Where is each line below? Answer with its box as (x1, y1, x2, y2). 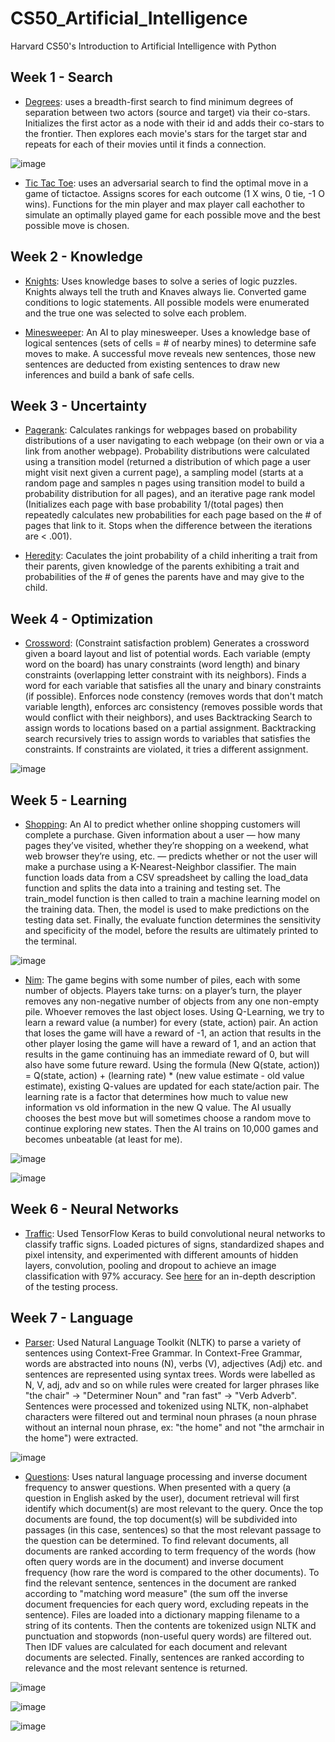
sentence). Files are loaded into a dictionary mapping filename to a (24, 1608, 300, 1621)
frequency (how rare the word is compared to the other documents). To (24, 1566, 320, 1578)
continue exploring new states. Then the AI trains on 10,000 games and (24, 1123, 319, 1134)
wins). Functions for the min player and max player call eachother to (24, 198, 306, 210)
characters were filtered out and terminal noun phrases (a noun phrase (24, 1410, 317, 1422)
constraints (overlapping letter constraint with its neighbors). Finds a (24, 669, 307, 681)
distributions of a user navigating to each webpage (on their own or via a (24, 435, 325, 447)
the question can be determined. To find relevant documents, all (24, 1534, 290, 1546)
